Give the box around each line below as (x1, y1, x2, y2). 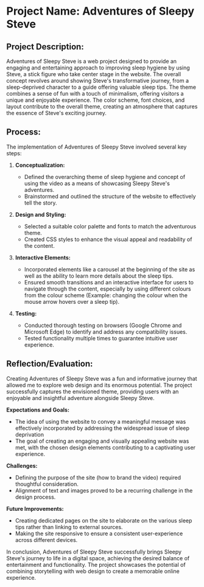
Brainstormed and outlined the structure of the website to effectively (24, 192, 196, 200)
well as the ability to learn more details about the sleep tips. (24, 272, 174, 279)
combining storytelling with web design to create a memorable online (6, 568, 180, 575)
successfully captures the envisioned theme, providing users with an (6, 388, 179, 395)
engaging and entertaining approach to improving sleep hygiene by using (6, 64, 190, 71)
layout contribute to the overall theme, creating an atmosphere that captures (6, 103, 198, 110)
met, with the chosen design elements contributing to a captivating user (15, 443, 196, 451)
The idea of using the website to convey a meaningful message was (15, 418, 186, 425)
